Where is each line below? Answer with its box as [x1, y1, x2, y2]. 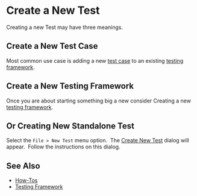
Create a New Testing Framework [6, 81, 134, 91]
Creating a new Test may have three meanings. [6, 24, 124, 31]
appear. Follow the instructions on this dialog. [6, 143, 120, 151]
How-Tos [14, 177, 38, 184]
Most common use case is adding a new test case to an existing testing [6, 57, 184, 64]
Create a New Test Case [6, 41, 98, 51]
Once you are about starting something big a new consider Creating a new [6, 97, 192, 104]
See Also [6, 160, 40, 171]
